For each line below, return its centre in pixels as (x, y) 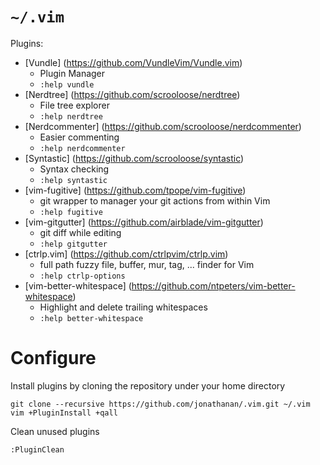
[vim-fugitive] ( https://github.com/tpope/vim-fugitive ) (135, 190)
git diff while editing (80, 232)
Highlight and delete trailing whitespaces (123, 307)
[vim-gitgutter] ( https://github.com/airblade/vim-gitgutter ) (144, 222)
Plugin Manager (72, 73)
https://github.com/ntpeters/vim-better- (213, 285)
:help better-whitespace (91, 318)
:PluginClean (37, 449)
